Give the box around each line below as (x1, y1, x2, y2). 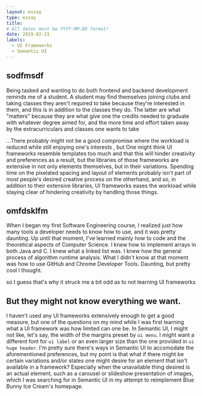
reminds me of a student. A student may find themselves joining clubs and (6, 93, 191, 100)
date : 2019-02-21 (6, 31, 50, 37)
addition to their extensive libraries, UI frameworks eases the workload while (6, 182, 197, 189)
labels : (6, 37, 26, 43)
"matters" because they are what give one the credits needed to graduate (6, 112, 190, 120)
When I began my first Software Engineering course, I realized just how (6, 222, 183, 229)
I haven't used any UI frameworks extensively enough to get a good (6, 312, 175, 319)
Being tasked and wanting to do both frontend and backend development (6, 86, 188, 94)
